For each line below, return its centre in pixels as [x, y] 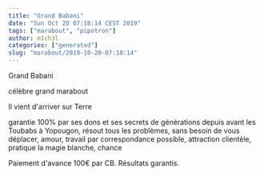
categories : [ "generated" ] [53, 46]
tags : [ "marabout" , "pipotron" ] [62, 30]
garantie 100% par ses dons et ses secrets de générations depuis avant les [132, 122]
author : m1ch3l [34, 38]
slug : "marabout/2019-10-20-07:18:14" [73, 53]
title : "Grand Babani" [46, 16]
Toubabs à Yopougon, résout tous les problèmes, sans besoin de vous [124, 130]
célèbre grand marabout [48, 91]
